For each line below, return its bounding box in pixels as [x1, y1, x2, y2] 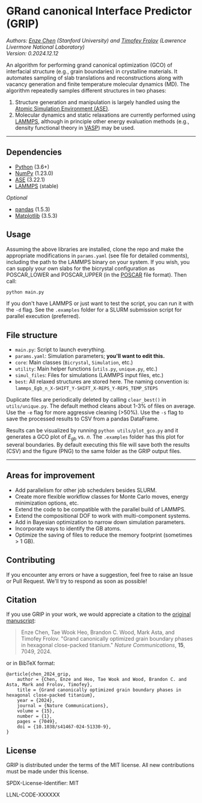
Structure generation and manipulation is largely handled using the [14, 98, 180, 106]
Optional [6, 194, 28, 201]
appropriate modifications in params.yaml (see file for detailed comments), [6, 251, 189, 259]
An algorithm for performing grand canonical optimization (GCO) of [6, 61, 173, 69]
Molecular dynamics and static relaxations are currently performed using [14, 111, 195, 118]
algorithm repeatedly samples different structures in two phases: [6, 87, 167, 94]
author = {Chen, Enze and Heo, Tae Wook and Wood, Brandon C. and [17, 677, 187, 683]
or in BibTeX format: [6, 660, 55, 667]
